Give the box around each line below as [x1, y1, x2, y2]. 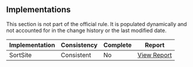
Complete [103, 41, 132, 49]
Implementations [6, 5, 71, 15]
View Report [137, 50, 172, 59]
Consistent [60, 50, 91, 59]
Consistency [60, 41, 98, 49]
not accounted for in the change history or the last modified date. [6, 27, 167, 34]
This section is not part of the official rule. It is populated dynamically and [6, 20, 187, 27]
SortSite [9, 50, 32, 59]
